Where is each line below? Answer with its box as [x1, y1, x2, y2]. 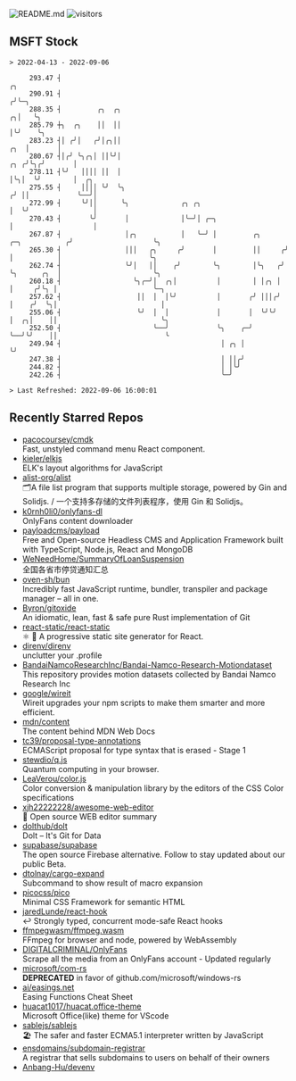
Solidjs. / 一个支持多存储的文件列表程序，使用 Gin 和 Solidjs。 [21, 495, 248, 506]
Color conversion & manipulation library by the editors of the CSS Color [21, 782, 284, 794]
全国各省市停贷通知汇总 [21, 563, 109, 575]
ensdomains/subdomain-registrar [21, 1043, 145, 1053]
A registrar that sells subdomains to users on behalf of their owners [21, 1052, 270, 1062]
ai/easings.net [21, 982, 75, 993]
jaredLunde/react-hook [21, 906, 108, 917]
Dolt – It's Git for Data [21, 830, 102, 841]
